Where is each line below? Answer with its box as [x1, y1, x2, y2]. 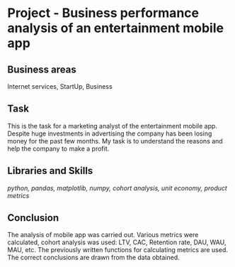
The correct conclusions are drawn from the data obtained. [7, 254, 180, 262]
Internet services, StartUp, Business [7, 82, 113, 90]
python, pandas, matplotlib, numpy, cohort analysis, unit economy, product [7, 183, 228, 192]
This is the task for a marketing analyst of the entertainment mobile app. [7, 121, 218, 130]
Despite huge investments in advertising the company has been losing [7, 129, 212, 138]
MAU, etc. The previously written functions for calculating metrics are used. [7, 246, 228, 254]
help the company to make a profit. [7, 144, 110, 153]
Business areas [7, 63, 76, 75]
